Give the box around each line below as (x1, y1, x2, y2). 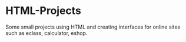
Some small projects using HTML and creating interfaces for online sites (5, 23, 181, 30)
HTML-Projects (5, 4, 82, 17)
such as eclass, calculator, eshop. (5, 29, 88, 36)
